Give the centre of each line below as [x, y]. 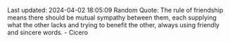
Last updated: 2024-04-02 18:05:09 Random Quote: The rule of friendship [115, 10]
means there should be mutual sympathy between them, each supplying [112, 17]
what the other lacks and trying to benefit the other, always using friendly [114, 25]
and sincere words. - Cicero [48, 32]
